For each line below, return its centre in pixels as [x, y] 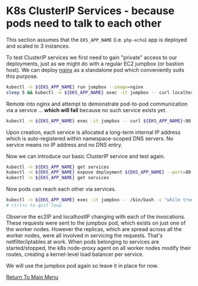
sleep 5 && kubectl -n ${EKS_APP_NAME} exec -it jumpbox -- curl [88, 93]
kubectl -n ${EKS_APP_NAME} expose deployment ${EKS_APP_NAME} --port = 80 [99, 172]
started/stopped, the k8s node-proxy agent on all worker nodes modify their [99, 248]
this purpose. [22, 76]
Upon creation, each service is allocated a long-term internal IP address [93, 132]
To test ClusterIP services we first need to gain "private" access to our [92, 57]
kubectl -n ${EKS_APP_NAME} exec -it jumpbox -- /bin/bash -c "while [93, 200]
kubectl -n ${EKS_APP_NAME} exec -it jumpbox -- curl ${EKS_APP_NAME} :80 [99, 121]
